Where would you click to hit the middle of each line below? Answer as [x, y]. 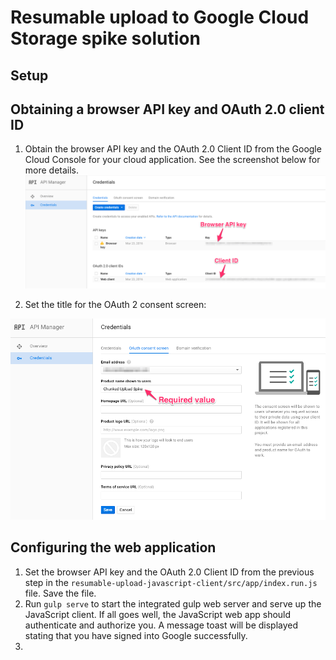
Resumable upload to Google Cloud [160, 17]
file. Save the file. [60, 593]
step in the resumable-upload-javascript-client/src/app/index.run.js [171, 582]
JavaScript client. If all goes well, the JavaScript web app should [158, 614]
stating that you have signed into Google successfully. [136, 635]
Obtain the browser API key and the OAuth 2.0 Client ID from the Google [173, 149]
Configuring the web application [113, 547]
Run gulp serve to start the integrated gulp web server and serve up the [173, 603]
